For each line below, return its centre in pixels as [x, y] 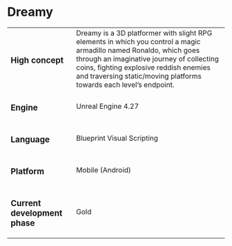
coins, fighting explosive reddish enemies [143, 68]
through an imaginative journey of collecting [147, 59]
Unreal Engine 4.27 [107, 106]
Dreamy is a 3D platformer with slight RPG [144, 33]
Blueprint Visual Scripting [117, 138]
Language [30, 140]
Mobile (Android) [103, 170]
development [37, 213]
